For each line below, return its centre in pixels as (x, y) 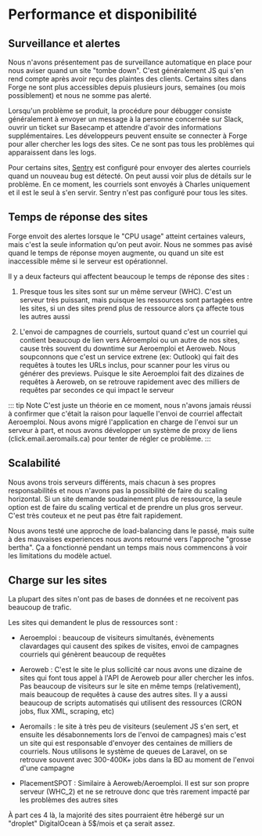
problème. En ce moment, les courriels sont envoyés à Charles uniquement (129, 184)
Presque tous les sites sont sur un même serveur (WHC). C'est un (126, 291)
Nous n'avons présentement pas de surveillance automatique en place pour (130, 62)
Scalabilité (34, 463)
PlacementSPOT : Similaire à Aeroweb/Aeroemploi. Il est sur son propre (135, 783)
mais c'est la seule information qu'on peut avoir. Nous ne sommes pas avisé (130, 244)
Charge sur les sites (58, 581)
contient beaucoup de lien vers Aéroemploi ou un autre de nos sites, (129, 340)
